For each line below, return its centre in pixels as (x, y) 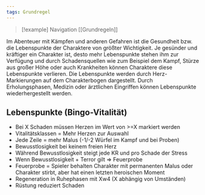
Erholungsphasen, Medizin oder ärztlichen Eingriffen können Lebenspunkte (102, 87)
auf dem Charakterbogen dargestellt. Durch (98, 80)
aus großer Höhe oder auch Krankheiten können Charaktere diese (89, 67)
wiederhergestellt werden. (39, 93)
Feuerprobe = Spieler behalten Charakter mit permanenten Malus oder (104, 166)
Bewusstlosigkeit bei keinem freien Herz (66, 147)
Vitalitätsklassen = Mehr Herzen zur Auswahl (72, 134)
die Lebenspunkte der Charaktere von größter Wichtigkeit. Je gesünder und (102, 48)
